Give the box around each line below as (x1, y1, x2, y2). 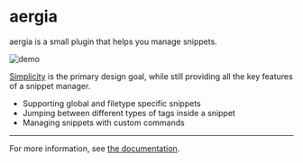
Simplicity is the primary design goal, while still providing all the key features (9, 70, 293, 82)
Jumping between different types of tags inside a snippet (22, 107, 236, 118)
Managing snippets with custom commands (22, 117, 185, 128)
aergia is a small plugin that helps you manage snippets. (9, 36, 218, 47)
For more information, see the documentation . (9, 142, 180, 154)
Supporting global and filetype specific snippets (22, 97, 201, 109)
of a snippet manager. (9, 80, 91, 91)
